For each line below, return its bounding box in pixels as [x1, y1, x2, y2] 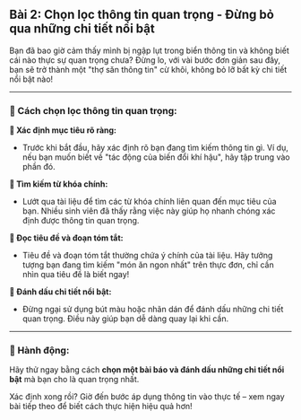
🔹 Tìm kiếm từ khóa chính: [9, 179, 108, 189]
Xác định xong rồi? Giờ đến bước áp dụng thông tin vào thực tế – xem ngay [9, 391, 285, 402]
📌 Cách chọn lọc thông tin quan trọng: [9, 104, 177, 117]
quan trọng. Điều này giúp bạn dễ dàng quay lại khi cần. [21, 313, 229, 324]
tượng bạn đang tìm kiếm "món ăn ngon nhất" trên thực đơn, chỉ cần [21, 259, 275, 270]
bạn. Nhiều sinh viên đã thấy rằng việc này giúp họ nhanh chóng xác [21, 206, 276, 216]
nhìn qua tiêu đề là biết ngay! [21, 269, 130, 280]
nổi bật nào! [9, 74, 54, 84]
